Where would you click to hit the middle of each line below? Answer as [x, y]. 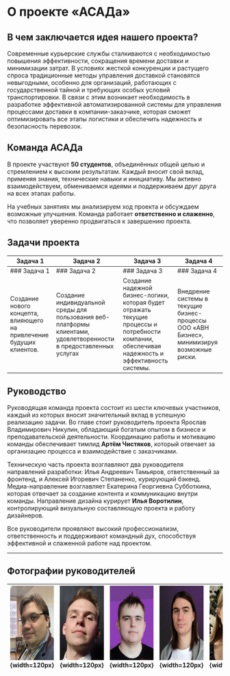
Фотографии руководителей [71, 571]
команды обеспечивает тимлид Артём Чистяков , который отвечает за [111, 444]
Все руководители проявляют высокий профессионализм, [93, 528]
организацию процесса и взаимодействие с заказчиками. [92, 451]
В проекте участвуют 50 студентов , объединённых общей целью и [106, 164]
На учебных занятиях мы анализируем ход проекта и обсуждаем [103, 207]
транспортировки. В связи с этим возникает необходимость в [99, 97]
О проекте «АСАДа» [69, 12]
